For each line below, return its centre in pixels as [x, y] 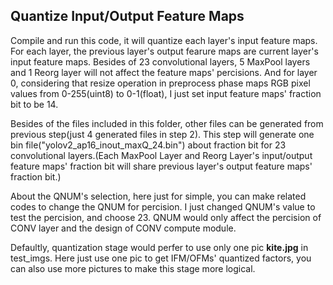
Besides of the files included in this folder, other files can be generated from [167, 123]
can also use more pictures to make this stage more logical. [133, 268]
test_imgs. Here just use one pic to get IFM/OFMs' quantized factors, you [161, 258]
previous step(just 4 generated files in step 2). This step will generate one [162, 134]
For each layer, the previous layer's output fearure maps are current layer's [164, 51]
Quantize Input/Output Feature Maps [127, 16]
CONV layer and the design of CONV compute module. [123, 228]
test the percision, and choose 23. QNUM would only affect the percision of [166, 217]
